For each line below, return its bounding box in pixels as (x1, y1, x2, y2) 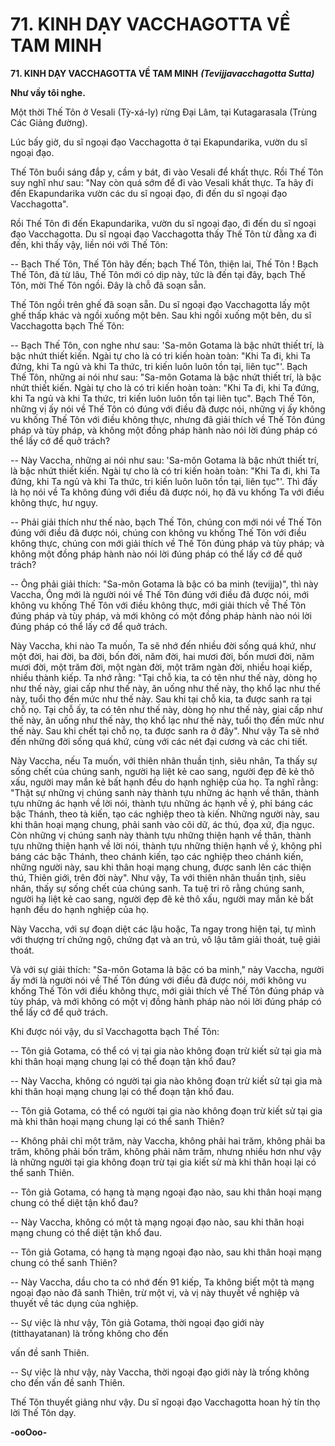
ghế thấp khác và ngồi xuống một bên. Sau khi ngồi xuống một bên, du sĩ (10, 309, 312, 321)
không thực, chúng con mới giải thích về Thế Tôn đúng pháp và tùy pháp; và (10, 537, 325, 549)
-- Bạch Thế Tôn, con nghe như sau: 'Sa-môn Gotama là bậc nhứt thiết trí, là (10, 339, 325, 351)
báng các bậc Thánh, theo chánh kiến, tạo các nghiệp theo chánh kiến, (10, 850, 304, 862)
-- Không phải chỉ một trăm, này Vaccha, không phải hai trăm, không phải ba (10, 1134, 326, 1147)
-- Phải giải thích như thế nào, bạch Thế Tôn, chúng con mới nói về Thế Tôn (10, 516, 322, 528)
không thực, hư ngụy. (10, 496, 98, 508)
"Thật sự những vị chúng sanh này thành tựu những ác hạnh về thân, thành (10, 786, 320, 798)
